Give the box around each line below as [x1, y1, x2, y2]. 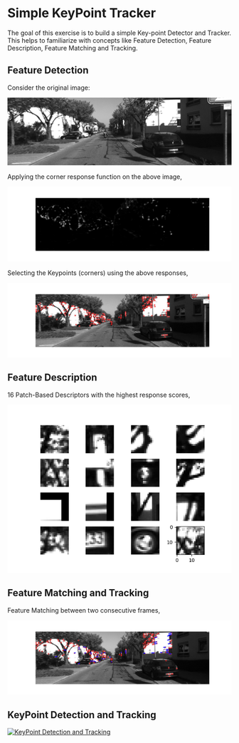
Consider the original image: [7, 83, 90, 92]
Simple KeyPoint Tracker [7, 5, 156, 21]
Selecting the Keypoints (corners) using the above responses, [7, 269, 188, 277]
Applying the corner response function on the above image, [7, 172, 183, 181]
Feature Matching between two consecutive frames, [7, 606, 161, 614]
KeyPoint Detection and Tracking [7, 709, 156, 721]
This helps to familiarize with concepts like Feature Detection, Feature [7, 36, 212, 44]
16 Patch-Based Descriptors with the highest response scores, [7, 390, 191, 399]
